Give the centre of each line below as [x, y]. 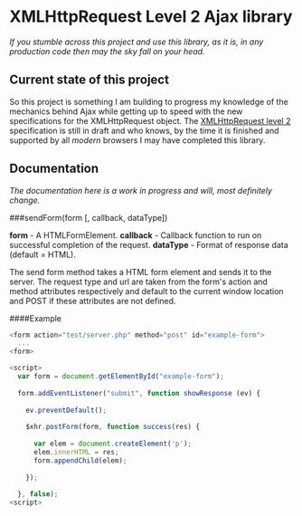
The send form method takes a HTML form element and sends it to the [141, 272]
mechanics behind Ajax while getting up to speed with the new [126, 111]
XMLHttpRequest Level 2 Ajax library [151, 17]
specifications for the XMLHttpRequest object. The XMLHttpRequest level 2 [150, 120]
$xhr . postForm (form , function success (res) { [113, 427]
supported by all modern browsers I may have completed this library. [137, 140]
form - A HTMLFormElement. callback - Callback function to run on [136, 235]
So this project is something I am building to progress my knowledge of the [149, 101]
